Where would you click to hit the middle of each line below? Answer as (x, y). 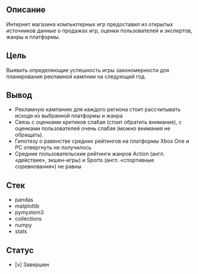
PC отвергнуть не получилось (53, 147)
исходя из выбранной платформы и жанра (69, 116)
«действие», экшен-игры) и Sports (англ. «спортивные (84, 160)
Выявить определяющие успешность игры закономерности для (88, 70)
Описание (26, 10)
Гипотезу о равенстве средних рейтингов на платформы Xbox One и (102, 141)
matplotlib (27, 206)
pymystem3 (29, 213)
